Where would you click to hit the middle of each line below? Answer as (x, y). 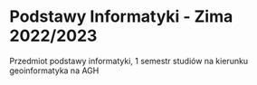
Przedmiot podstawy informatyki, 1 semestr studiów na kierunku (129, 61)
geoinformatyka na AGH (54, 71)
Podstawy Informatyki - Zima (121, 17)
